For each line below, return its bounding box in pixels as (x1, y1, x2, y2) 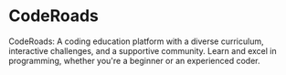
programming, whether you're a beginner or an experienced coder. (8, 55, 260, 66)
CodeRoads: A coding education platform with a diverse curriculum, (8, 36, 264, 47)
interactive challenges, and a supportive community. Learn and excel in (8, 45, 278, 56)
